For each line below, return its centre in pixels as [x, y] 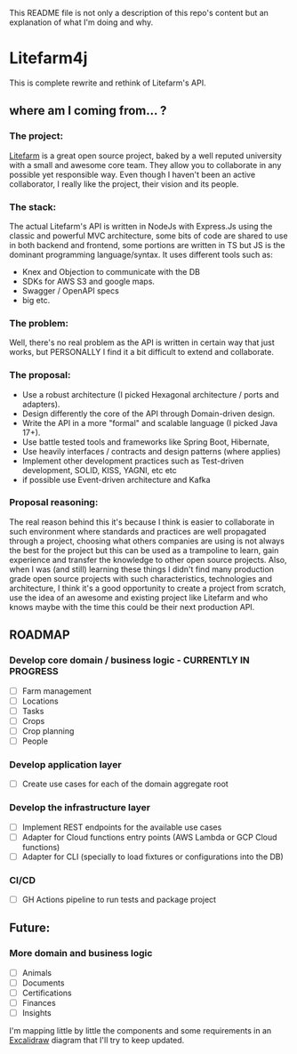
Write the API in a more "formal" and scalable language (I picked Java [150, 422]
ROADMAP [40, 635]
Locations [40, 701]
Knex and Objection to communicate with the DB [111, 271]
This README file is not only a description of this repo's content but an [139, 13]
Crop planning [48, 731]
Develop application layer [65, 764]
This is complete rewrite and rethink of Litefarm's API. [108, 83]
